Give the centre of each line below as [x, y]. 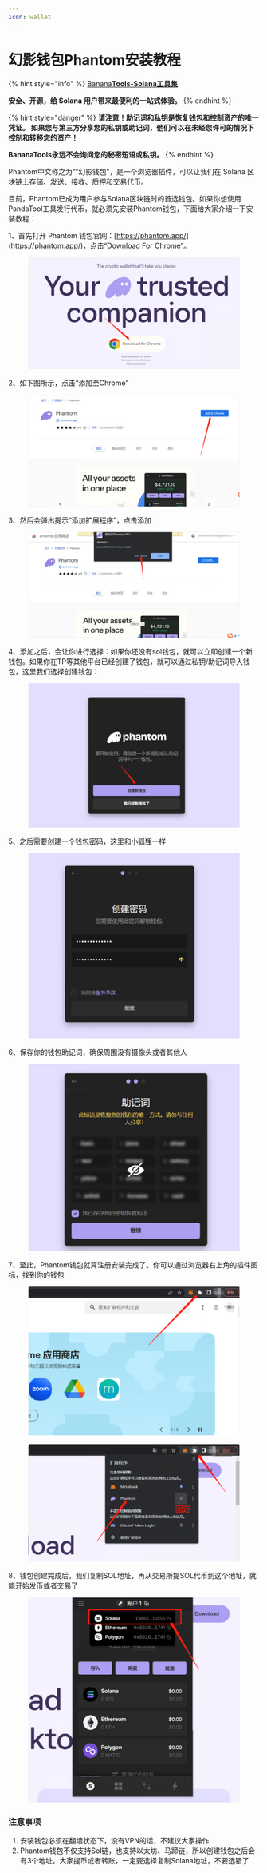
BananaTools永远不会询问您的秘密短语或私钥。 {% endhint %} [111, 154]
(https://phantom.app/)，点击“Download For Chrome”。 [100, 245]
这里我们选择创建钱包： [61, 671]
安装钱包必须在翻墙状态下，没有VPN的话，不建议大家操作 [114, 1840]
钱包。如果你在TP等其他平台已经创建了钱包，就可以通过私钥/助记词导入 [126, 661]
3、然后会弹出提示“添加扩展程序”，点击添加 [80, 520]
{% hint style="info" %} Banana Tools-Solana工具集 [93, 83]
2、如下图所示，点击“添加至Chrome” [69, 383]
